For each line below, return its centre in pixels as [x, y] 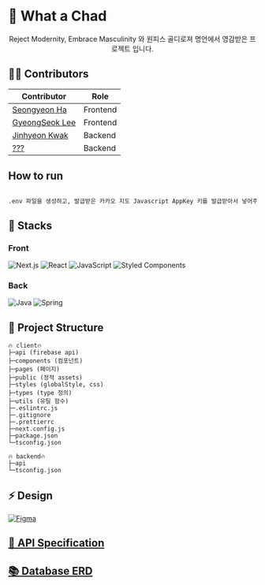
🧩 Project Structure [56, 328]
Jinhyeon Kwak [40, 135]
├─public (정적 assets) [45, 378]
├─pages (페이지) [34, 370]
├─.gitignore [30, 415]
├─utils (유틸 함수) [39, 401]
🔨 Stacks [30, 225]
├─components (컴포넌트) [46, 361]
